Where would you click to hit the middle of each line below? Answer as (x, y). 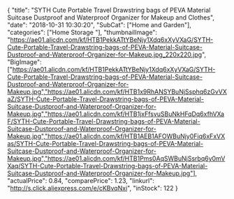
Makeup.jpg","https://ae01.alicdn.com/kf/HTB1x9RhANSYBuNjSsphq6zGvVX (117, 91)
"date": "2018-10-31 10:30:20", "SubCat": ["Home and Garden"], (100, 25)
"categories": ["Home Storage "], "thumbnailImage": (82, 32)
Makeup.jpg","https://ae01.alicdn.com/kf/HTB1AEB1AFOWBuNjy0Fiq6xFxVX (116, 136)
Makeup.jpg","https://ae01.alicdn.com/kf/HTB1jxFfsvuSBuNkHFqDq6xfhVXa (116, 114)
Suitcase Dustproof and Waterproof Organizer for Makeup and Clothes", (111, 17)
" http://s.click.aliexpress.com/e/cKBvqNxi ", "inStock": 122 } (93, 188)
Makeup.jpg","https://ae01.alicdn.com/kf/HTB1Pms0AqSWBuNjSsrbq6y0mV (116, 159)
